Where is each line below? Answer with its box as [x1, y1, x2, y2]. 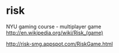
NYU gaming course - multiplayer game [6, 23, 101, 30]
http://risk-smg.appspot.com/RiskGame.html [6, 40, 113, 47]
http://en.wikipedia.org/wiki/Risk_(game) [6, 29, 103, 36]
